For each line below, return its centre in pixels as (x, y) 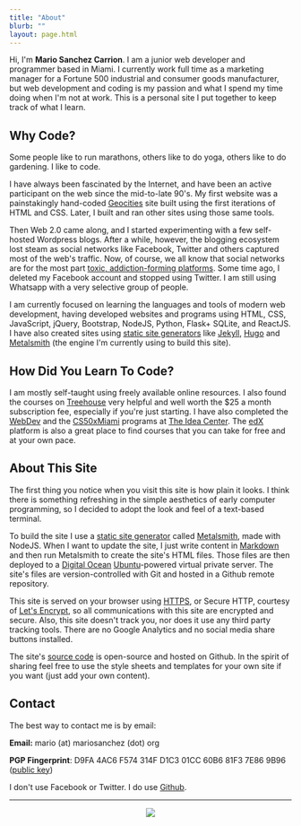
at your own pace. (43, 440)
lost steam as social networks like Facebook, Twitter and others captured (144, 249)
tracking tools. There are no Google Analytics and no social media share (142, 630)
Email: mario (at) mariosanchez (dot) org (84, 743)
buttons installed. (41, 639)
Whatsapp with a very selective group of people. (99, 287)
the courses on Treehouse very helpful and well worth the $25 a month (140, 402)
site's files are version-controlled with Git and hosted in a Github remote (142, 574)
